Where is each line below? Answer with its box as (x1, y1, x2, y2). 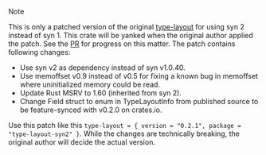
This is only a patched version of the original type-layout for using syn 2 (8, 22, 244, 31)
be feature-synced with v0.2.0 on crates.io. (19, 105, 162, 114)
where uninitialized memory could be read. (19, 79, 161, 89)
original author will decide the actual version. (8, 138, 155, 146)
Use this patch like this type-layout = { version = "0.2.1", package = (8, 121, 241, 130)
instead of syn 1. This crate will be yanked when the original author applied (8, 31, 253, 40)
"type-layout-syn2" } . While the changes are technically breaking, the (8, 129, 241, 138)
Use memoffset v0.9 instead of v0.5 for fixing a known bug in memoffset (19, 72, 259, 80)
